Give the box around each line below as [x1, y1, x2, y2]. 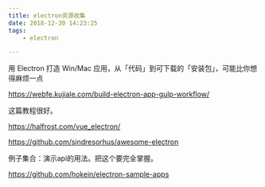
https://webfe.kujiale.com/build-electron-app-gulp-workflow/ [8, 89, 210, 99]
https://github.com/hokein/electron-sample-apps [8, 169, 170, 179]
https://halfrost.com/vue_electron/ [8, 122, 121, 131]
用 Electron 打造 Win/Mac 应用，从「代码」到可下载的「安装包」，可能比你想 [8, 64, 258, 73]
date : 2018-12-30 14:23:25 [8, 19, 98, 27]
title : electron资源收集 [8, 11, 86, 20]
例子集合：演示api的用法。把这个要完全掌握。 [8, 154, 158, 163]
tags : [8, 26, 26, 34]
